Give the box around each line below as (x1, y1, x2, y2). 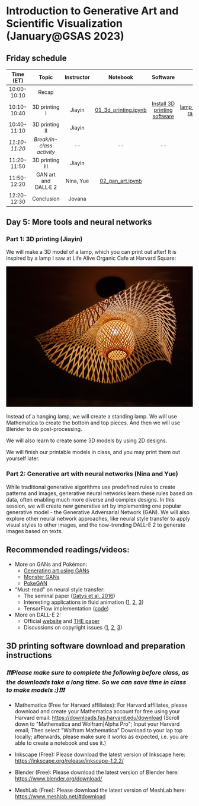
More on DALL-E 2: (14, 611, 61, 618)
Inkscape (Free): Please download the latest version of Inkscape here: (14, 751, 185, 758)
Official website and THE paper (23, 617, 100, 625)
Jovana (68, 195, 86, 202)
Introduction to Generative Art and (6, 4, 179, 18)
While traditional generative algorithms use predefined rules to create (6, 483, 176, 490)
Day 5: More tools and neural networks (6, 217, 152, 227)
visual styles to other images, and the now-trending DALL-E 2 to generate (6, 521, 185, 528)
